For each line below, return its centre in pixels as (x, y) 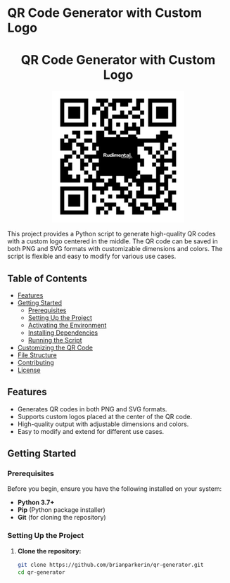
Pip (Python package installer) (61, 510)
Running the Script (55, 340)
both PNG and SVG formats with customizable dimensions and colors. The (115, 249)
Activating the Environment (67, 325)
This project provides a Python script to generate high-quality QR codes (111, 234)
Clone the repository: (49, 551)
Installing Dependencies (63, 333)
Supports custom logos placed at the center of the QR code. (105, 416)
